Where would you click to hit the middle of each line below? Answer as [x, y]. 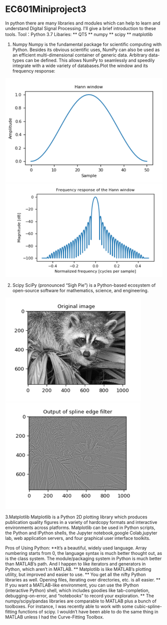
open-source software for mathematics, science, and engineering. [81, 291]
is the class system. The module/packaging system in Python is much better [83, 558]
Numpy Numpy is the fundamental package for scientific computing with [87, 44]
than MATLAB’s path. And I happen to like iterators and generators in [76, 564]
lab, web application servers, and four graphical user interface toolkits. [78, 538]
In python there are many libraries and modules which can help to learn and [83, 23]
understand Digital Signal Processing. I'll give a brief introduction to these [81, 28]
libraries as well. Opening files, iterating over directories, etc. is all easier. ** [83, 580]
